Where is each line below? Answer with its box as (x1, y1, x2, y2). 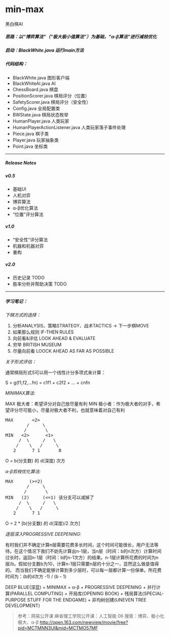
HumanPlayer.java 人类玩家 (12, 118, 69, 124)
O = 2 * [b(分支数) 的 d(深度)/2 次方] (5, 520, 80, 526)
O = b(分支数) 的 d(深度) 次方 (5, 457, 66, 463)
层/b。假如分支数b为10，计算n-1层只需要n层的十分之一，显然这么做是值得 (5, 561, 159, 567)
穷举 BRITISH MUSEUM (12, 342, 62, 348)
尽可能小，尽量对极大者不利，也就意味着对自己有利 (18, 407, 125, 413)
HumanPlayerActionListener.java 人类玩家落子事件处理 (12, 124, 126, 130)
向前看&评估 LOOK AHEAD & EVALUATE (12, 335, 96, 341)
